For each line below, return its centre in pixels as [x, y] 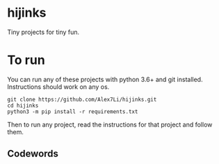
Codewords [33, 154]
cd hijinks [23, 106]
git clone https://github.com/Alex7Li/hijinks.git [82, 99]
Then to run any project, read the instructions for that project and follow [110, 124]
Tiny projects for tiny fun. [43, 32]
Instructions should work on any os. [58, 87]
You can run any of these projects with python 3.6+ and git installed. [105, 79]
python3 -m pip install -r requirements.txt [73, 112]
